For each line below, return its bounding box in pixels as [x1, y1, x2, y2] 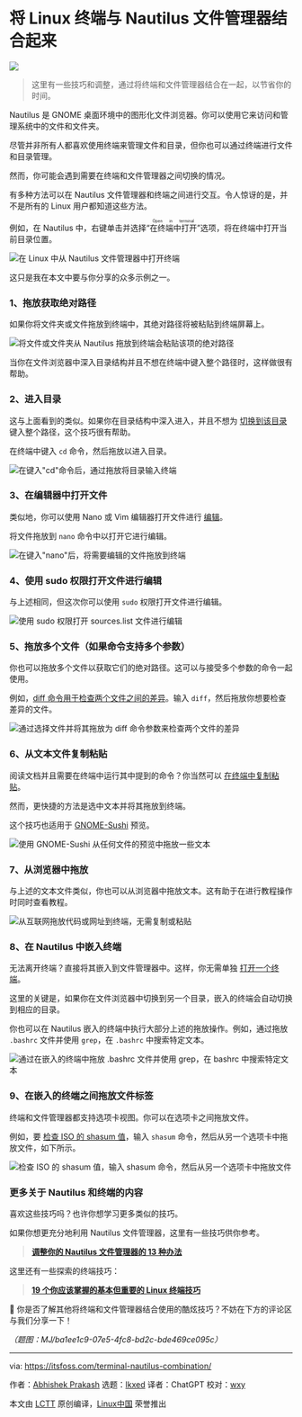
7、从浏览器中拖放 [9, 863, 89, 875]
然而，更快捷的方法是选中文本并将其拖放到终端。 [9, 800, 191, 811]
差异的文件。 [9, 704, 57, 715]
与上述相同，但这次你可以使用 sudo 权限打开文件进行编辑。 [9, 596, 227, 607]
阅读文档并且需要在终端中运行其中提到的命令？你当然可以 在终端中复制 [9, 770, 271, 781]
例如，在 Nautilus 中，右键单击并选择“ [9, 222, 150, 233]
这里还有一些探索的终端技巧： [9, 1265, 120, 1276]
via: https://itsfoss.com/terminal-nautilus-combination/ [9, 1360, 212, 1371]
